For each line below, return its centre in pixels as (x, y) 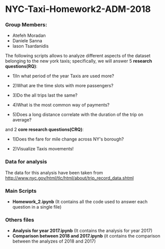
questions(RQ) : (21, 66)
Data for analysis (26, 162)
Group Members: (26, 25)
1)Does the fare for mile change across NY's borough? (68, 139)
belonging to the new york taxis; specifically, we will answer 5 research (79, 61)
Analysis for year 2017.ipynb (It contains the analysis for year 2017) (82, 231)
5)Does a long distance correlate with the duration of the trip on (78, 115)
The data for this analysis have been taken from (54, 172)
